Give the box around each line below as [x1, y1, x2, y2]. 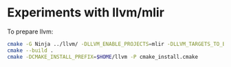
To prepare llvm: [7, 27, 54, 36]
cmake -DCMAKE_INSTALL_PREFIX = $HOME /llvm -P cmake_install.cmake [7, 53, 198, 60]
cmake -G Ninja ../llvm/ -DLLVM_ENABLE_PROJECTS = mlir [7, 40, 165, 47]
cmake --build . [7, 46, 54, 54]
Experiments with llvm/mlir [7, 5, 165, 21]
